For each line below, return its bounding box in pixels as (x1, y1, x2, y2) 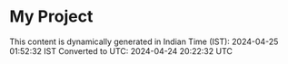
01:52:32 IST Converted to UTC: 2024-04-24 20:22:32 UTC (9, 45, 233, 56)
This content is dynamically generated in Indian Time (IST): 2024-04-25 (9, 36, 279, 47)
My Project (9, 6, 94, 27)
